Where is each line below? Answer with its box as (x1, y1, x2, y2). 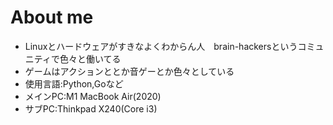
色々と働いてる (59, 52, 122, 65)
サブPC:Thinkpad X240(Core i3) (24, 102, 158, 115)
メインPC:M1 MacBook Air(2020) (24, 90, 162, 102)
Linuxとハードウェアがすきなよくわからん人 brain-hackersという (24, 40, 298, 52)
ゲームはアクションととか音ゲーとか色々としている (24, 65, 235, 77)
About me (10, 6, 94, 29)
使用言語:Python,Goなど (24, 77, 124, 90)
